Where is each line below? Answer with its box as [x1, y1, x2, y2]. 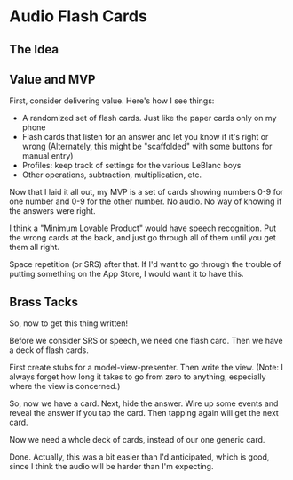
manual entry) [21, 151, 74, 161]
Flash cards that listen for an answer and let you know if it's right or [21, 132, 269, 142]
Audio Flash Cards [9, 6, 148, 27]
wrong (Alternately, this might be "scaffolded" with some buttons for [21, 141, 273, 152]
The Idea [9, 42, 59, 57]
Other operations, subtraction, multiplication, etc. [21, 169, 202, 180]
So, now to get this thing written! [9, 318, 129, 329]
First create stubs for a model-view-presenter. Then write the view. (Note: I [9, 362, 284, 373]
